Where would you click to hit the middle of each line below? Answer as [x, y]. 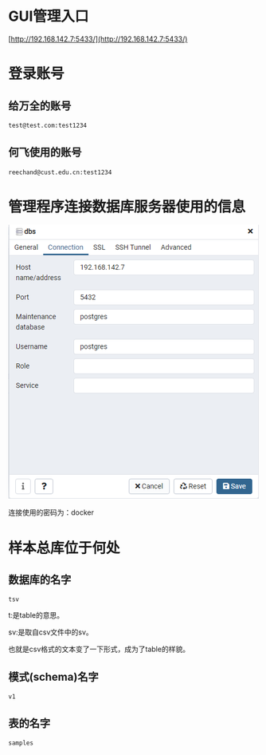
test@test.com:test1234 [48, 125]
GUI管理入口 [49, 16]
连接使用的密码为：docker [51, 512]
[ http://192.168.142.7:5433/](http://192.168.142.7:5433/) [98, 39]
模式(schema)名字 [53, 676]
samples [21, 743]
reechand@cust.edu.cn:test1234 [60, 172]
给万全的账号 [40, 106]
